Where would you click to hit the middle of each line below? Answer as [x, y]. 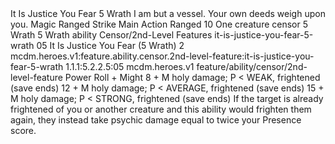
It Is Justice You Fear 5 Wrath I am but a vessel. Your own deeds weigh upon [168, 13]
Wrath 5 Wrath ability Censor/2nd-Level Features [111, 35]
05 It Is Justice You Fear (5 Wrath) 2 [110, 45]
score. [23, 130]
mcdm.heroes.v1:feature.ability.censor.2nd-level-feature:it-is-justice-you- [162, 56]
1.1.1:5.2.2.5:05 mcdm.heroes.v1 [130, 66]
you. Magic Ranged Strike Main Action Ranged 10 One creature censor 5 [159, 24]
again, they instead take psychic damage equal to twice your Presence [156, 120]
